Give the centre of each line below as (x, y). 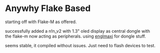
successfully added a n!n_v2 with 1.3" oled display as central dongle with (78, 31)
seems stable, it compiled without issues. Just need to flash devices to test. (80, 45)
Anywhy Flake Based (48, 8)
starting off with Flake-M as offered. (41, 22)
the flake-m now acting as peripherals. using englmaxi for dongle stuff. (75, 36)
